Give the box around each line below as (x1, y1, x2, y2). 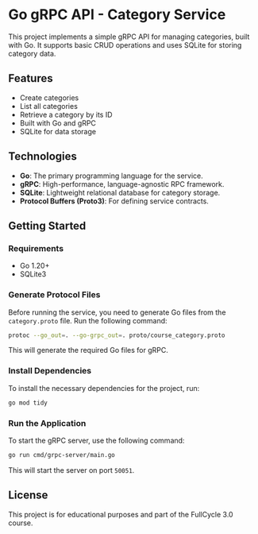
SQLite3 (19, 269, 47, 279)
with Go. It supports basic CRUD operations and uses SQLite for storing (8, 40, 242, 49)
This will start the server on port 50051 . (8, 465, 135, 474)
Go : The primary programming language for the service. (19, 171, 204, 180)
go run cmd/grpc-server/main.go (8, 451, 115, 459)
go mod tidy (8, 399, 48, 407)
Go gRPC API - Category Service (8, 6, 226, 24)
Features (8, 72, 53, 85)
